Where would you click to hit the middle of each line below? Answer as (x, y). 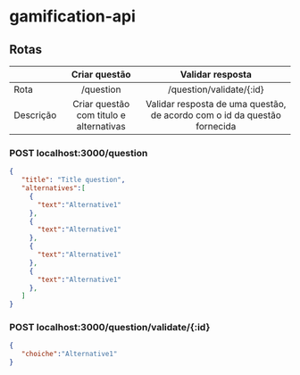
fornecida (216, 126)
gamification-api (73, 17)
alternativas (101, 126)
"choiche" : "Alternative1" (69, 354)
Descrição (35, 115)
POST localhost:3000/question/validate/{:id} (110, 328)
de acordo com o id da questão (216, 115)
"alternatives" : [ (54, 188)
